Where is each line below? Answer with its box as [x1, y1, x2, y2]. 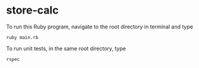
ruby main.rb [6, 34, 39, 40]
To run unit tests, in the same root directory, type [6, 45, 126, 52]
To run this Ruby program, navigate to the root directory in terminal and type [6, 23, 194, 30]
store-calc [6, 4, 59, 17]
